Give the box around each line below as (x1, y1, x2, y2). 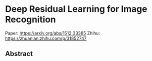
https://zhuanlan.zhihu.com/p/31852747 (5, 35, 87, 41)
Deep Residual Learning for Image (5, 3, 148, 15)
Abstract (5, 50, 33, 58)
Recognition (5, 14, 56, 25)
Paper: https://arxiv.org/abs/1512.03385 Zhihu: (5, 30, 100, 36)
